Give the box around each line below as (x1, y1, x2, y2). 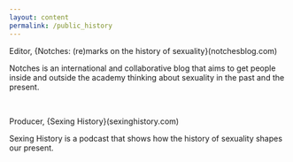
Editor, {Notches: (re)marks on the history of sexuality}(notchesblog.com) (9, 45, 278, 56)
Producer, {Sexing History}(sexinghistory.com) (9, 116, 180, 127)
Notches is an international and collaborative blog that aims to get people (9, 63, 276, 73)
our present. (9, 143, 55, 153)
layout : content (9, 12, 69, 22)
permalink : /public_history (9, 21, 113, 30)
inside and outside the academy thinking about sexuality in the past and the (9, 72, 285, 82)
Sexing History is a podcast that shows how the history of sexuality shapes (9, 133, 283, 143)
